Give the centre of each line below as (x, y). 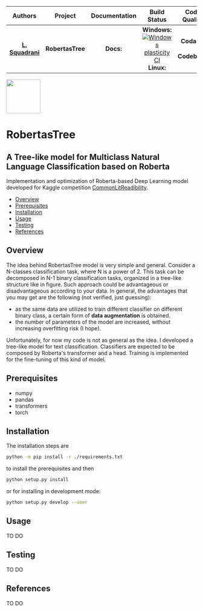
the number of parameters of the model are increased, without (93, 322)
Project (65, 16)
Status (157, 19)
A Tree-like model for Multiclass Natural (83, 157)
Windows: (157, 30)
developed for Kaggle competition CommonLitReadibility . (77, 188)
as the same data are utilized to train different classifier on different (98, 309)
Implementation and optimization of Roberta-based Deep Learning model (97, 181)
